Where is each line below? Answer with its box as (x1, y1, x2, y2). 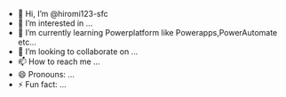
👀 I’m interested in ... (17, 18, 93, 28)
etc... (17, 36, 37, 47)
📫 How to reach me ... (17, 56, 100, 67)
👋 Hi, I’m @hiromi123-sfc (17, 9, 108, 19)
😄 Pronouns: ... (17, 69, 75, 79)
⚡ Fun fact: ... (17, 79, 67, 89)
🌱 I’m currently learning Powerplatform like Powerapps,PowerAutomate (17, 28, 278, 37)
